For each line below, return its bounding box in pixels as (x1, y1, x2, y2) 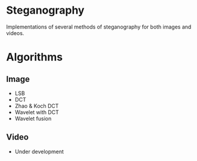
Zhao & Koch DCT (14, 102, 59, 109)
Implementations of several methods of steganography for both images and (6, 23, 192, 30)
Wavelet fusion (14, 115, 52, 122)
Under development (14, 148, 64, 155)
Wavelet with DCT (14, 108, 60, 116)
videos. (6, 29, 24, 36)
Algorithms (6, 50, 63, 64)
